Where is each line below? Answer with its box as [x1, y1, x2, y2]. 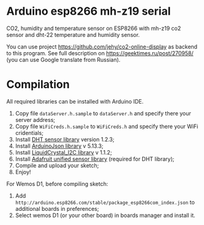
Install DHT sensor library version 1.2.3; [15, 135, 115, 143]
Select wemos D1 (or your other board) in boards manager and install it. [15, 212, 196, 219]
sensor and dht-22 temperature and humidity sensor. [6, 31, 140, 38]
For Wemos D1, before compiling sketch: [6, 180, 108, 188]
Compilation [6, 78, 70, 91]
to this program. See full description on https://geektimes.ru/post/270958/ [6, 49, 194, 56]
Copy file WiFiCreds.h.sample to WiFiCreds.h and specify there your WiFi [15, 123, 198, 130]
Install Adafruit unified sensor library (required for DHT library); [15, 155, 175, 162]
